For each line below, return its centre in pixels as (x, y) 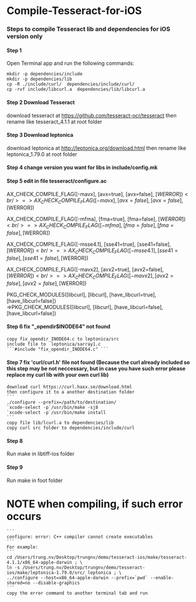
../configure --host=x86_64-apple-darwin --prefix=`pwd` (77, 578)
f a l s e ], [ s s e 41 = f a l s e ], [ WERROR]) (48, 258)
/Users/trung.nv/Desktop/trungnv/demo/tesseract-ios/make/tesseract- (101, 558)
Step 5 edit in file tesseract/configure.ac (57, 181)
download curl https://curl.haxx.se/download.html (69, 387)
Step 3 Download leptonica (40, 135)
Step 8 (15, 441)
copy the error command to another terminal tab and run (77, 593)
